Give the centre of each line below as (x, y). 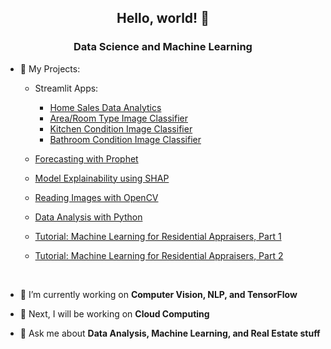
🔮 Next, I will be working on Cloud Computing (114, 313)
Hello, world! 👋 (163, 18)
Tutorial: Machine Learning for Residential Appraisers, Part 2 (159, 255)
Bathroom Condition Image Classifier (125, 139)
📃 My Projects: (50, 68)
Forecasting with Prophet (86, 158)
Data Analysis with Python (88, 217)
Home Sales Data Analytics (105, 107)
